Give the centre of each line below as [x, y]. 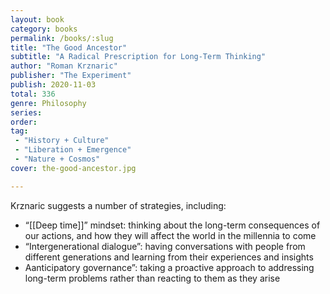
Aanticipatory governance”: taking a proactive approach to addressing [169, 267]
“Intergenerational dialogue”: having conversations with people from [165, 246]
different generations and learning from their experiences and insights [169, 257]
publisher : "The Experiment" [71, 76]
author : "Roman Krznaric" [64, 66]
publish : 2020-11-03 [53, 85]
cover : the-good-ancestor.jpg [73, 168]
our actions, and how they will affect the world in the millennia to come [170, 235]
